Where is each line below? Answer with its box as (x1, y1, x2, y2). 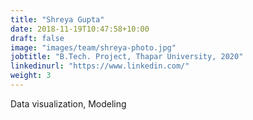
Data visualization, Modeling (10, 97, 127, 110)
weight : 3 (10, 71, 52, 81)
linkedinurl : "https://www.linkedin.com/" (10, 61, 190, 71)
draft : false (10, 33, 65, 43)
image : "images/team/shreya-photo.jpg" (10, 42, 177, 53)
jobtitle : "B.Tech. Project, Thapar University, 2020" (10, 52, 244, 62)
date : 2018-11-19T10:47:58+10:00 (10, 24, 150, 34)
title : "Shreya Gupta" (10, 14, 105, 25)
